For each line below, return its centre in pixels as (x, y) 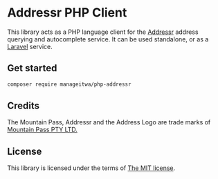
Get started (32, 68)
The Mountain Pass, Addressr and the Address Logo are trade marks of (109, 122)
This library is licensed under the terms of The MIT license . (91, 168)
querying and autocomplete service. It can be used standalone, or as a (108, 39)
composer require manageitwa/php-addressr (69, 84)
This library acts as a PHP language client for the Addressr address (103, 32)
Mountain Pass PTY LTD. (43, 130)
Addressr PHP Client (67, 13)
